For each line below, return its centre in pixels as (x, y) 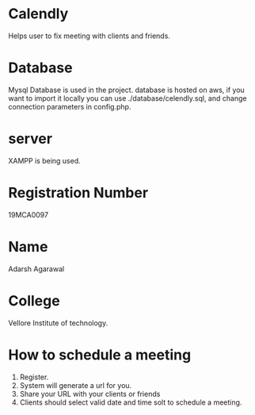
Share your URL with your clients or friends (90, 394)
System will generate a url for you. (76, 385)
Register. (34, 377)
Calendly (38, 14)
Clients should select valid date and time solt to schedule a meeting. (131, 402)
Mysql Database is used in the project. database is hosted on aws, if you (127, 90)
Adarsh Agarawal (36, 269)
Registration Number (78, 193)
